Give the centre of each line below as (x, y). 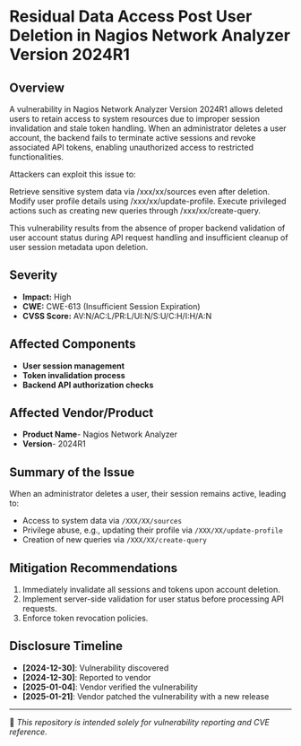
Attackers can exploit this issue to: (73, 174)
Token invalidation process (73, 375)
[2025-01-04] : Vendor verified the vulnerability (110, 687)
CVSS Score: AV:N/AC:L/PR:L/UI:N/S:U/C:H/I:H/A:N (117, 316)
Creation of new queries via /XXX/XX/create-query (115, 540)
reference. (28, 732)
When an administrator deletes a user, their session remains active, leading (148, 494)
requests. (40, 609)
